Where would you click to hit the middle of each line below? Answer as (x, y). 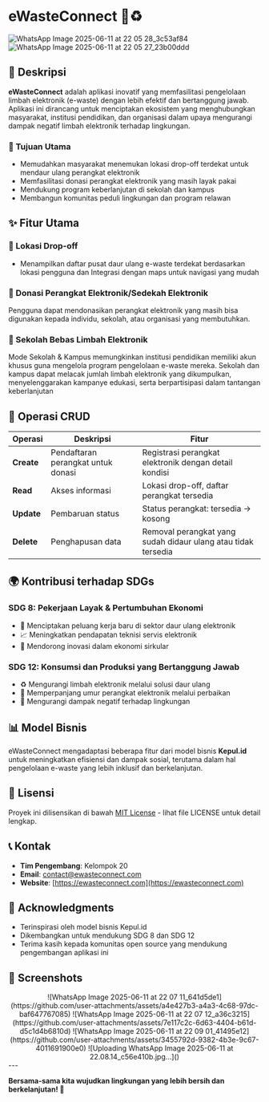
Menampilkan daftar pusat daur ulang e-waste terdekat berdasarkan (132, 263)
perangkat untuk (82, 463)
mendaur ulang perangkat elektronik (80, 172)
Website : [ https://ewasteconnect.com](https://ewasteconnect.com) (132, 882)
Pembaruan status (85, 514)
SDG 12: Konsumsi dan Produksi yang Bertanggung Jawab (124, 666)
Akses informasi (81, 491)
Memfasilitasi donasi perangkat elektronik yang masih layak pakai (128, 181)
